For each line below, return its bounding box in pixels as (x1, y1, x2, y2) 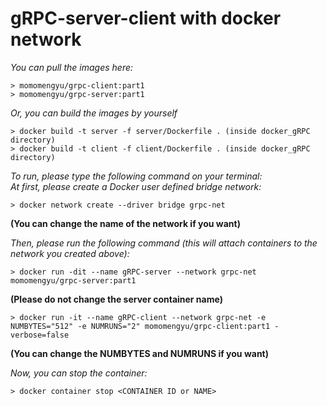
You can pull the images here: (10, 61, 134, 73)
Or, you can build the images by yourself (10, 107, 178, 119)
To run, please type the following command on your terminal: (10, 170, 263, 182)
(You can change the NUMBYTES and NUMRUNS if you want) (10, 347, 269, 359)
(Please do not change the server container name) (10, 293, 223, 305)
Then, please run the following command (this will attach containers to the (10, 237, 318, 249)
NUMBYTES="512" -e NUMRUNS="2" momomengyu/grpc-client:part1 (10, 321, 271, 331)
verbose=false (10, 330, 70, 340)
